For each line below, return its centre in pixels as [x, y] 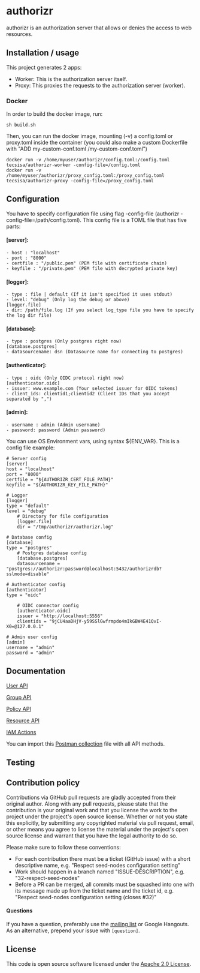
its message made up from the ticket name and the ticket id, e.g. [94, 891]
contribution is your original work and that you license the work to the [92, 810]
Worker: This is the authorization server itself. [71, 79]
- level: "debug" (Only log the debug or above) [68, 300]
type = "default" [28, 506]
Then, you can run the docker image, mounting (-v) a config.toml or [90, 136]
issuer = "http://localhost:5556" [60, 616]
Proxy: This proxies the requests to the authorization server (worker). [100, 85]
